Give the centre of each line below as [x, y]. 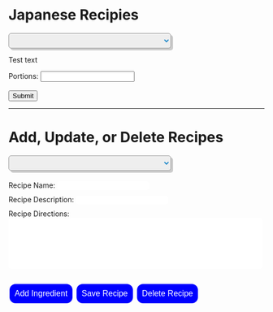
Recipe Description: [41, 199]
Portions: [24, 76]
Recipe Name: [32, 185]
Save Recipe [105, 293]
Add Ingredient [41, 293]
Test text [23, 59]
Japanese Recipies [74, 15]
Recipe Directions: [39, 214]
